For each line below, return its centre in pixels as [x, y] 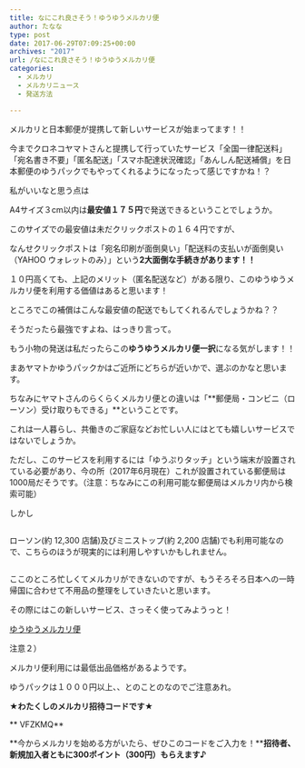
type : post [30, 35]
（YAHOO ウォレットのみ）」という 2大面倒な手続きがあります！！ [133, 259]
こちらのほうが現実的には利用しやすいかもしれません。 [128, 552]
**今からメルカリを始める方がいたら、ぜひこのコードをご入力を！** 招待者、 [152, 743]
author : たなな [36, 26]
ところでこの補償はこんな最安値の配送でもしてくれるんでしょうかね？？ [144, 309]
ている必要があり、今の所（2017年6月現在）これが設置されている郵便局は [148, 471]
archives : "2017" [42, 52]
